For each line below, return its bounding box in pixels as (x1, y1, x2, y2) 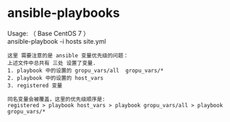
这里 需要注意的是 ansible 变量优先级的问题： (7, 51, 129, 59)
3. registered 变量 (7, 82, 63, 89)
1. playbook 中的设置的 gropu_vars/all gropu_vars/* (7, 67, 164, 74)
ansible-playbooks (7, 5, 120, 21)
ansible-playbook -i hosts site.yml (7, 37, 106, 45)
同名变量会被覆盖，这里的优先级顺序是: (7, 95, 106, 103)
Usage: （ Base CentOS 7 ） (7, 29, 90, 37)
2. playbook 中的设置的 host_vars (7, 74, 104, 82)
